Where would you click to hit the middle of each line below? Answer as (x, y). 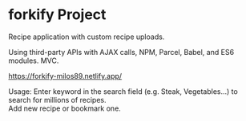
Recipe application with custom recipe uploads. (87, 37)
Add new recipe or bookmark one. (65, 108)
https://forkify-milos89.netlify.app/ (65, 76)
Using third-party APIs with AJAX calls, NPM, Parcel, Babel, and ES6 (121, 52)
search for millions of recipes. (57, 100)
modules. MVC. (34, 60)
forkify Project (57, 15)
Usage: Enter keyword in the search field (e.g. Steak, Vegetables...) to (123, 91)
